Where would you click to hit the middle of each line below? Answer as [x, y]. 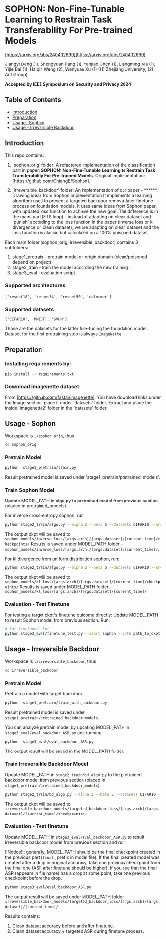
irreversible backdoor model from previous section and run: [66, 842]
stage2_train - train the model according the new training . [71, 267]
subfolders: [17, 247]
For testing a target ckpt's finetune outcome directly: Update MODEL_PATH [82, 615]
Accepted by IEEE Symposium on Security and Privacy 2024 [68, 84]
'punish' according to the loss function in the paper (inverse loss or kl [83, 222]
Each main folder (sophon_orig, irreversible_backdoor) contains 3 [72, 242]
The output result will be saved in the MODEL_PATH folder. [65, 751]
